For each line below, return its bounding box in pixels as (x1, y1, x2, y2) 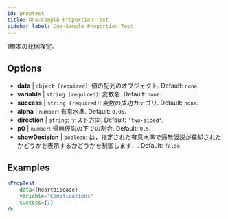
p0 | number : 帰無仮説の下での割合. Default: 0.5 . (16, 125, 151, 133)
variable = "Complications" (19, 192, 94, 199)
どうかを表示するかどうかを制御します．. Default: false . (23, 142, 182, 150)
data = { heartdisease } (19, 186, 78, 193)
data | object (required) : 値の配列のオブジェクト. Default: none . (16, 81, 199, 90)
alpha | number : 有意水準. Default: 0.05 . (16, 107, 127, 116)
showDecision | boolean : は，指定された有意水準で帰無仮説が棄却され (16, 133, 216, 141)
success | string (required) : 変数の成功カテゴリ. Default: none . (16, 99, 199, 107)
